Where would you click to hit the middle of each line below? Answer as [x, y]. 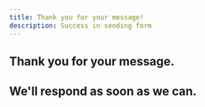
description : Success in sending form [80, 26]
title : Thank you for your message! [76, 17]
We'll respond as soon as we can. [103, 92]
